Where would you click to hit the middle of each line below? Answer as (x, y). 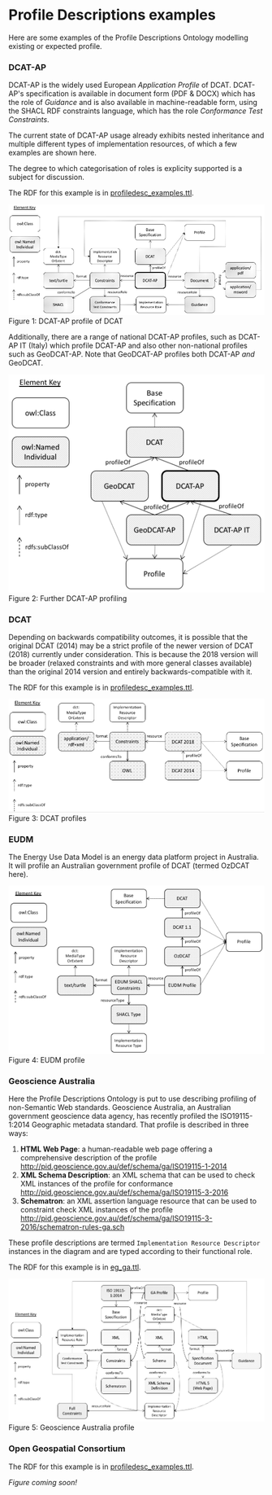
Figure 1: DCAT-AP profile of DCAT (66, 321)
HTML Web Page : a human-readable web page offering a (116, 1149)
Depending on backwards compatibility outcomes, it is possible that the (128, 638)
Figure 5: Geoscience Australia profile (71, 1427)
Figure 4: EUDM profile (47, 1059)
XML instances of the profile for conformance (96, 1183)
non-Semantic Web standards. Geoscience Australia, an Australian (120, 1107)
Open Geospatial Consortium (67, 1449)
